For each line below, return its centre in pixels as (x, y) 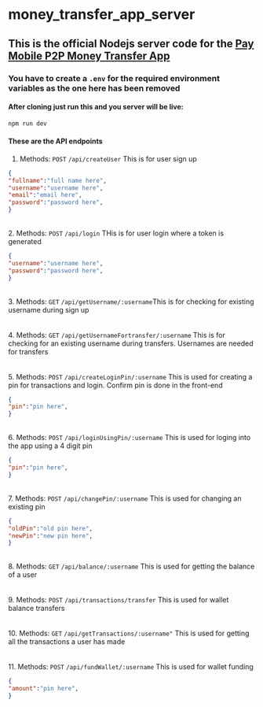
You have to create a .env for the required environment (114, 78)
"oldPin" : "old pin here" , (50, 528)
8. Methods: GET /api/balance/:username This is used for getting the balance (131, 566)
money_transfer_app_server (102, 15)
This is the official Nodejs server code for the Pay (131, 44)
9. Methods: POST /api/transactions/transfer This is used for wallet (119, 600)
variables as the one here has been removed (94, 88)
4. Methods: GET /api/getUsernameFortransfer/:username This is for (117, 335)
